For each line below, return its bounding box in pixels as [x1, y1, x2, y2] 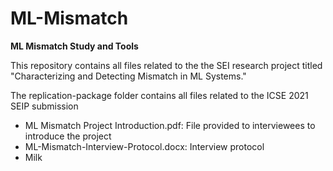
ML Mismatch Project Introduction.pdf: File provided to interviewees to [24, 119, 316, 131]
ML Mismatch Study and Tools [10, 40, 139, 52]
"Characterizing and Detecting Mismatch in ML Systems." [10, 70, 247, 82]
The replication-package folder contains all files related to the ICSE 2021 [10, 89, 309, 101]
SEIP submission [10, 100, 79, 112]
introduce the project [24, 130, 112, 142]
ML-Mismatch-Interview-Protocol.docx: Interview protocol [24, 140, 265, 152]
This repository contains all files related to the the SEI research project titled [10, 59, 323, 71]
